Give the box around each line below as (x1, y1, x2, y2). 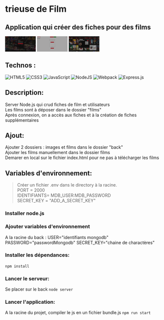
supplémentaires (5, 117, 39, 123)
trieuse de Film (5, 3, 67, 15)
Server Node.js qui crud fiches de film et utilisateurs (5, 102, 110, 107)
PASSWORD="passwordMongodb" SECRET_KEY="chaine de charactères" (5, 240, 155, 245)
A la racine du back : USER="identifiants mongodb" (5, 234, 109, 240)
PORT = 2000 (17, 187, 45, 193)
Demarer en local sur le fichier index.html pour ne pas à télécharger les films (5, 155, 159, 160)
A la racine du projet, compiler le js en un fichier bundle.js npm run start (5, 310, 151, 316)
